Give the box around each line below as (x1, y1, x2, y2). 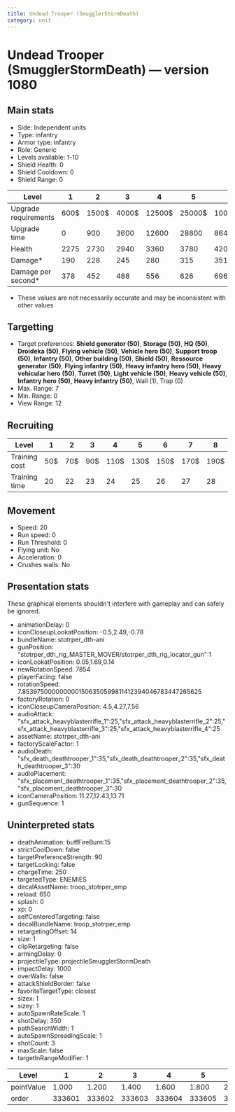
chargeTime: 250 (17, 868, 67, 876)
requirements (10, 212, 55, 222)
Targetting (7, 321, 54, 333)
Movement (7, 505, 56, 517)
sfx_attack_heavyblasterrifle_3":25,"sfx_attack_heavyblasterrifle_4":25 (17, 724, 220, 732)
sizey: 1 (17, 1001, 39, 1010)
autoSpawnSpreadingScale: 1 (17, 1031, 102, 1040)
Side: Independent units (17, 123, 86, 132)
